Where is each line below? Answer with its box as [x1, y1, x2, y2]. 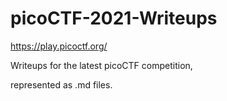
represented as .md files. [10, 78, 113, 91]
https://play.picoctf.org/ [10, 40, 108, 52]
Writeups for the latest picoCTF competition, [10, 59, 193, 71]
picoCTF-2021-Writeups [10, 7, 218, 30]
